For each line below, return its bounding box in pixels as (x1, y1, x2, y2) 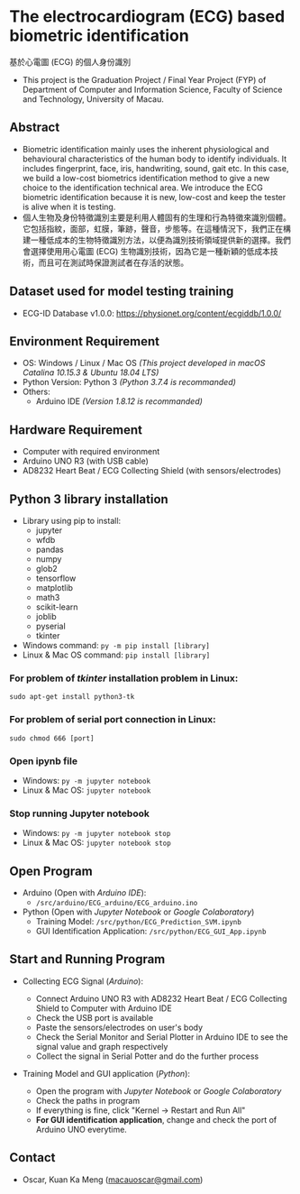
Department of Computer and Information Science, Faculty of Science (22, 84, 283, 95)
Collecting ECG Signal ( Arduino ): (22, 976, 144, 987)
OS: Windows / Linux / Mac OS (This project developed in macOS (22, 358, 266, 369)
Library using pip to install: (22, 516, 122, 526)
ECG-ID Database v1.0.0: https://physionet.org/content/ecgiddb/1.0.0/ (22, 308, 282, 318)
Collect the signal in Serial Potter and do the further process (35, 1051, 259, 1061)
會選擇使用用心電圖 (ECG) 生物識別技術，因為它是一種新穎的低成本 (22, 245, 270, 256)
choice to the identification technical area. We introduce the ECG (22, 182, 263, 193)
